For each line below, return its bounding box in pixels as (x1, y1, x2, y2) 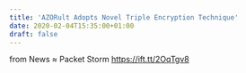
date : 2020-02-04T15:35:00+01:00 (9, 21, 135, 30)
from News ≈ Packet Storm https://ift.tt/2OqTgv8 (9, 54, 190, 65)
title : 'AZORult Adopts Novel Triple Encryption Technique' (9, 12, 240, 22)
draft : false (9, 29, 58, 38)
